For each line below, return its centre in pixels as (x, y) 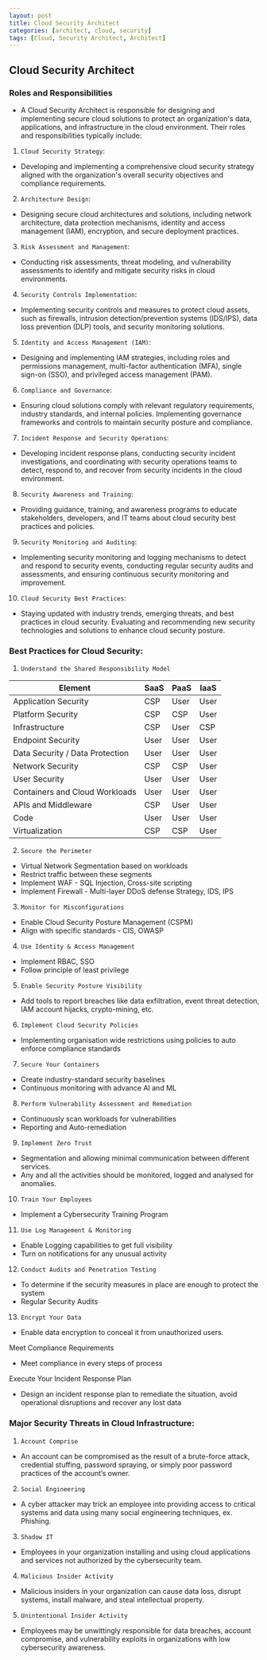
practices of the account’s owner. (75, 1473)
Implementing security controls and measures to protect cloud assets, (135, 309)
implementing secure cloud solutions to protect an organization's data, (136, 118)
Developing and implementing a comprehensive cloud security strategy (137, 166)
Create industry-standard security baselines (93, 1079)
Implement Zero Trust (56, 1144)
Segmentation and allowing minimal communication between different (135, 1158)
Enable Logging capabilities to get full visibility (97, 1245)
